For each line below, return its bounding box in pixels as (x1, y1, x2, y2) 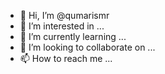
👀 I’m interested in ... (19, 20, 105, 32)
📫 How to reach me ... (19, 53, 113, 64)
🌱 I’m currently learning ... (19, 31, 127, 42)
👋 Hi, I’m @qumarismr (19, 10, 110, 21)
